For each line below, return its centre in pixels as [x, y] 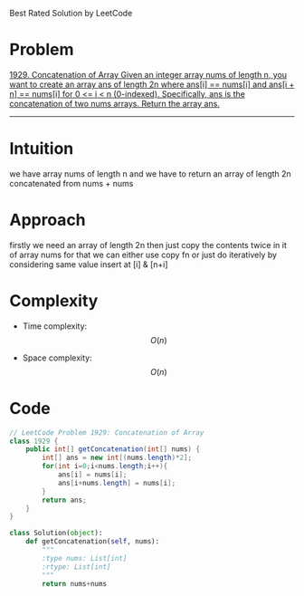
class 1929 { [34, 441]
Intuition [42, 149]
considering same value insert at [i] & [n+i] [89, 264]
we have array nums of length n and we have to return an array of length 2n [150, 173]
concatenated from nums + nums [71, 183]
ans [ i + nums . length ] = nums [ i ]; [117, 483]
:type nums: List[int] [85, 558]
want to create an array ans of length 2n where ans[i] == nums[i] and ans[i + [152, 84]
